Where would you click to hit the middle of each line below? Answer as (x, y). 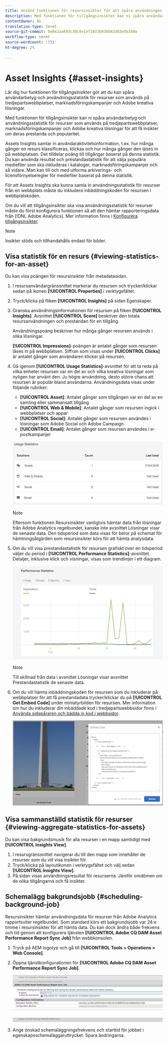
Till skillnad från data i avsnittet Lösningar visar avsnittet (70, 677)
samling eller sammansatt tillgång (54, 402)
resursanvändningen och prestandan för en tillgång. (66, 321)
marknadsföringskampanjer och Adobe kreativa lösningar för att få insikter (82, 128)
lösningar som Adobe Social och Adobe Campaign (72, 424)
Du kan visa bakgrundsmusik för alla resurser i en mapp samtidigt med (78, 839)
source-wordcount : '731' (31, 43)
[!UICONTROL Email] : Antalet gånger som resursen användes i (85, 429)
